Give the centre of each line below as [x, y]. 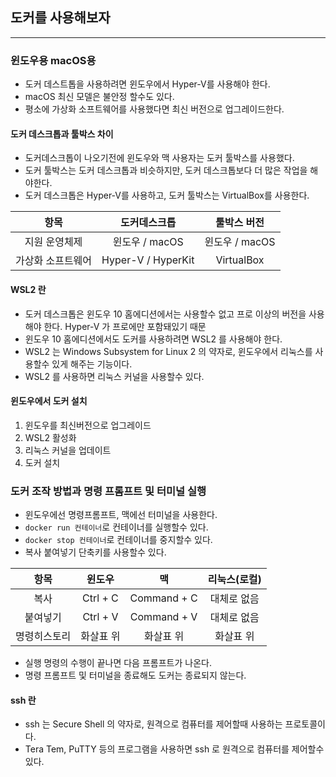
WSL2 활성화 [50, 437]
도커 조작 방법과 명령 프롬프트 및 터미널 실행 [108, 491]
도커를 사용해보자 [60, 18]
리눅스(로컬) [234, 580]
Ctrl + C [100, 598]
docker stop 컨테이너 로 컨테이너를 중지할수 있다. [118, 540]
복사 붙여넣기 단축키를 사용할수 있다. [95, 552]
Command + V [163, 617]
